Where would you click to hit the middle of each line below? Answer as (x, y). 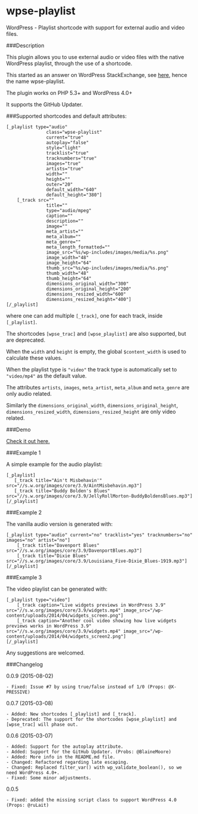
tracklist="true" (67, 153)
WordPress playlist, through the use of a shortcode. (69, 63)
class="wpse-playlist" (74, 132)
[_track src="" (36, 200)
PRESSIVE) (18, 692)
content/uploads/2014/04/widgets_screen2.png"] (66, 636)
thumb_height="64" (69, 278)
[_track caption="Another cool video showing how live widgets (97, 621)
